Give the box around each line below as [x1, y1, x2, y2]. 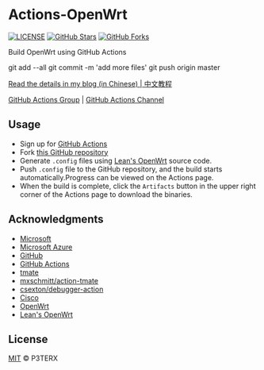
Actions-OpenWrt [8, 6, 128, 24]
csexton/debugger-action [19, 284, 104, 294]
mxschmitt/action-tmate [19, 276, 99, 285]
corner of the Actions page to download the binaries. [19, 189, 193, 199]
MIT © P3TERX [8, 353, 58, 363]
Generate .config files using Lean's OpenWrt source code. [19, 156, 212, 165]
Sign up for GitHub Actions [19, 139, 108, 148]
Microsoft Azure [19, 242, 73, 252]
